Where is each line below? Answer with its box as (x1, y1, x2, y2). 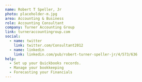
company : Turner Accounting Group (5, 25, 75, 30)
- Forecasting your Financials (9, 70, 73, 75)
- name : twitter (9, 39, 42, 43)
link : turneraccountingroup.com (5, 29, 70, 34)
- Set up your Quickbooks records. (9, 61, 81, 66)
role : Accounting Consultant (5, 20, 64, 26)
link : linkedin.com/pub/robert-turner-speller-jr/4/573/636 (14, 52, 138, 57)
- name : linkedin (9, 47, 45, 52)
